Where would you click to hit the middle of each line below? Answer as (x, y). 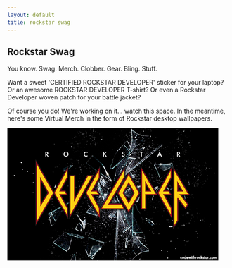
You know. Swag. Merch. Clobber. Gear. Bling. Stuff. (82, 69)
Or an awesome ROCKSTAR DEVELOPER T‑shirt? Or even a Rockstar (107, 90)
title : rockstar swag (39, 22)
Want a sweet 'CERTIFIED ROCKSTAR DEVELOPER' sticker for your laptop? (116, 83)
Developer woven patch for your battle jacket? (74, 97)
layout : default (31, 15)
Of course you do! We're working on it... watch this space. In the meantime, (117, 111)
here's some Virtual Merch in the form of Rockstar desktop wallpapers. (110, 118)
